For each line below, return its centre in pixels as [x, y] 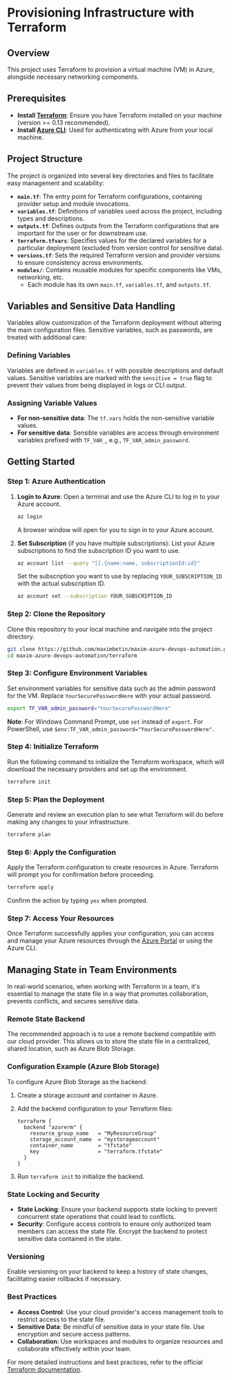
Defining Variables [39, 355]
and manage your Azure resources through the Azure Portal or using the [110, 941]
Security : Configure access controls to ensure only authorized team [114, 1224]
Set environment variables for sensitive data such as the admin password [112, 688]
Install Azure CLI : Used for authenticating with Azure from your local [115, 130]
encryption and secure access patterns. [74, 1334]
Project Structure [45, 159]
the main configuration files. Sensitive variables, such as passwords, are [110, 330]
